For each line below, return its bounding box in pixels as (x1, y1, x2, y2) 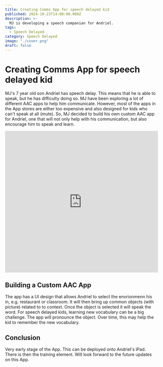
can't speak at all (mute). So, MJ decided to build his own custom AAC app (5, 111, 155, 117)
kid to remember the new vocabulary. (5, 320, 80, 325)
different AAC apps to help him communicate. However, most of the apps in (5, 100, 156, 107)
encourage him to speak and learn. (5, 121, 75, 127)
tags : (5, 25, 16, 30)
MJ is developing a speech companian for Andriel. (9, 20, 114, 26)
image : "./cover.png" (5, 39, 49, 44)
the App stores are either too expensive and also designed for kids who (5, 106, 148, 111)
